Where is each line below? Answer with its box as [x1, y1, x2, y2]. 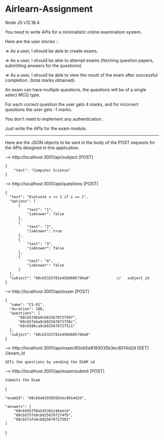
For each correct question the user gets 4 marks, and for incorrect [5, 101, 139, 107]
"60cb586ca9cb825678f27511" [18, 323, 76, 328]
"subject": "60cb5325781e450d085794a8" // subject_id [9, 275, 150, 280]
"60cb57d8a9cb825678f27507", [18, 315, 78, 320]
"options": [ [9, 199, 36, 204]
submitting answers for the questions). [5, 63, 83, 68]
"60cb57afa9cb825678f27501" [14, 417, 71, 422]
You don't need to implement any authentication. [5, 116, 103, 122]
